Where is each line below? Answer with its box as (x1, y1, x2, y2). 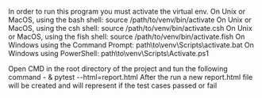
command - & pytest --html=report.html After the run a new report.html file (8, 73, 253, 81)
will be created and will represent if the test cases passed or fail (8, 81, 218, 90)
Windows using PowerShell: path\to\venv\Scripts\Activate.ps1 (8, 49, 209, 58)
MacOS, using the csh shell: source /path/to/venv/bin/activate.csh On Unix (8, 24, 252, 32)
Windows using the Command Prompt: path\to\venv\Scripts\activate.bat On (8, 40, 254, 50)
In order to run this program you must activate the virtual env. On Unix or (8, 7, 246, 16)
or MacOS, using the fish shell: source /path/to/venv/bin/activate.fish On (8, 32, 245, 41)
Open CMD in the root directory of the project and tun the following (8, 64, 228, 73)
